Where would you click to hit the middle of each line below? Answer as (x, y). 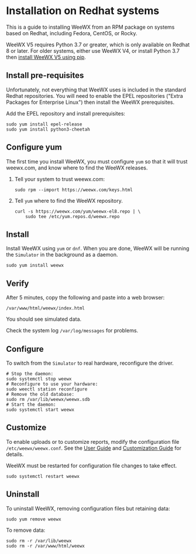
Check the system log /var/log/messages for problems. (72, 331)
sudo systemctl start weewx (40, 410)
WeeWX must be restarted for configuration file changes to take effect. (92, 465)
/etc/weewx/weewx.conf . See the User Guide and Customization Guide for (94, 448)
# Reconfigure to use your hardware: (52, 384)
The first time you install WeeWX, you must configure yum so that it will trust (97, 161)
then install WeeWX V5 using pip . (46, 57)
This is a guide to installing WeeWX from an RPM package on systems (90, 27)
